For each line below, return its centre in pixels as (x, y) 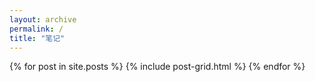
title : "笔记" (37, 38)
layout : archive (43, 19)
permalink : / (36, 29)
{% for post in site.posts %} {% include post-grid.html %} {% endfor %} (157, 67)
